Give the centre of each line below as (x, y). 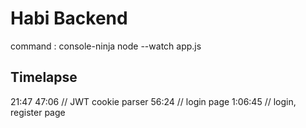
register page (38, 112)
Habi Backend (69, 18)
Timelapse (44, 77)
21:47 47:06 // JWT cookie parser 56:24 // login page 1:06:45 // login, (153, 101)
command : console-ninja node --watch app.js (106, 46)
